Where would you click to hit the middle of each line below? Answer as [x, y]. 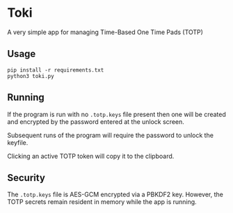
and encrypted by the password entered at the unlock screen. [96, 121]
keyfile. [18, 142]
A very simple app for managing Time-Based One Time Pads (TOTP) [105, 32]
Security [26, 178]
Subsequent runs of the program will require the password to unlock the [111, 135]
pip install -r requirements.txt [56, 70]
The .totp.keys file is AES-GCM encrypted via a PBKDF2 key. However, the [115, 195]
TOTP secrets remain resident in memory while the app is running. [102, 202]
